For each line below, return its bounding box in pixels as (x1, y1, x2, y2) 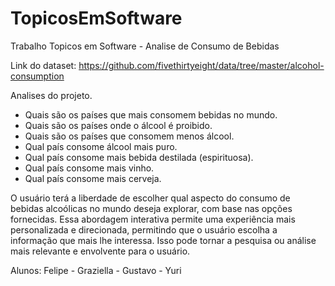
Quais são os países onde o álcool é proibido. (24, 119, 213, 131)
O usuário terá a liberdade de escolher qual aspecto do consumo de (10, 192, 291, 204)
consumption (10, 70, 65, 82)
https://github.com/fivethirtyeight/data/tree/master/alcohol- (78, 59, 325, 71)
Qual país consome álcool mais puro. (24, 140, 178, 152)
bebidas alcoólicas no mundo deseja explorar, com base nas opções (10, 202, 293, 214)
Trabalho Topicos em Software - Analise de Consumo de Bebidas (10, 40, 280, 52)
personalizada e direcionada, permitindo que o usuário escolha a (10, 223, 278, 236)
